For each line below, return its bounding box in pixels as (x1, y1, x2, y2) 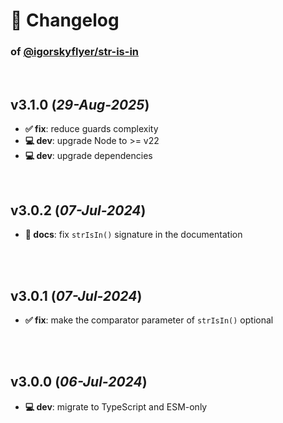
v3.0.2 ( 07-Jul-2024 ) (10, 202, 147, 219)
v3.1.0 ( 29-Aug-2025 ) (10, 96, 150, 113)
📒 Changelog (10, 9, 120, 32)
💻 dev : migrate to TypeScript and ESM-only (24, 400, 208, 413)
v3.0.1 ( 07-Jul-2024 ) (10, 287, 143, 304)
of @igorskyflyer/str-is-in (10, 45, 140, 59)
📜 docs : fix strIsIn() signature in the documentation (24, 229, 243, 241)
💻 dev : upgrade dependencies (24, 150, 153, 162)
